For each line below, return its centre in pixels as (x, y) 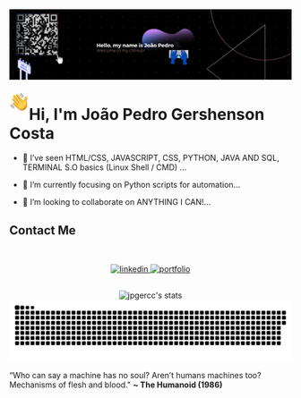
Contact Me (43, 230)
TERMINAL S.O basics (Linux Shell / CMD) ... (104, 167)
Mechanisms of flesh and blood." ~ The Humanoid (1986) (116, 385)
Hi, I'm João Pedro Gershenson (147, 114)
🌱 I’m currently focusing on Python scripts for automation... (131, 185)
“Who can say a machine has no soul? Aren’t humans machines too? (135, 376)
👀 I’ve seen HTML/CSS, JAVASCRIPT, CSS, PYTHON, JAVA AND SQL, (150, 158)
